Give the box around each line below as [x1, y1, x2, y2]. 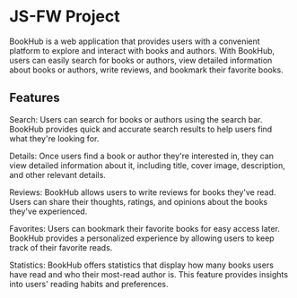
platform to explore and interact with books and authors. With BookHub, [9, 45, 275, 55]
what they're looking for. [9, 132, 100, 144]
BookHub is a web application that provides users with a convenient [9, 36, 260, 47]
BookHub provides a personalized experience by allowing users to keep [9, 233, 275, 243]
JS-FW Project [9, 6, 120, 27]
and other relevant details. [9, 169, 106, 180]
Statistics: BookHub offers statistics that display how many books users [9, 260, 274, 270]
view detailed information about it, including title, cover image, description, [9, 159, 285, 171]
